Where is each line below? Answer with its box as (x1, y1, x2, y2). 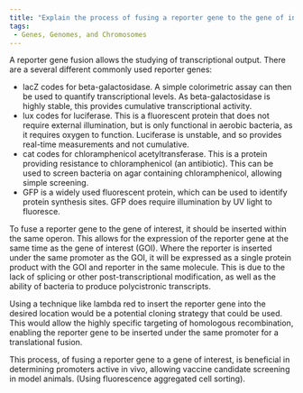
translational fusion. (9, 337, 83, 348)
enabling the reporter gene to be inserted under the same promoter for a (9, 327, 280, 338)
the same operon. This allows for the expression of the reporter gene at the (9, 233, 289, 244)
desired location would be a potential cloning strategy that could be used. (9, 308, 283, 319)
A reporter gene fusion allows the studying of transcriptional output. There (9, 55, 286, 66)
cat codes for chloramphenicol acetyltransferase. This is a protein (22, 149, 268, 160)
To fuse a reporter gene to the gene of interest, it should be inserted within (9, 224, 287, 234)
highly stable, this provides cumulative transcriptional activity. (22, 101, 252, 112)
